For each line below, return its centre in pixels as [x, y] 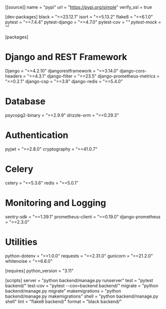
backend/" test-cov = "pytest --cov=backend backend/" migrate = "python [82, 286]
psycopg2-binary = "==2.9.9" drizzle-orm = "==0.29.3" [62, 115]
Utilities [21, 242]
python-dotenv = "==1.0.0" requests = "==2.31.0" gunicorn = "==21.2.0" [79, 256]
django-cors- [133, 71]
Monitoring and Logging [56, 203]
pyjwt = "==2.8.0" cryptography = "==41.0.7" [51, 149]
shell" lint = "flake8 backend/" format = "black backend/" [64, 301]
